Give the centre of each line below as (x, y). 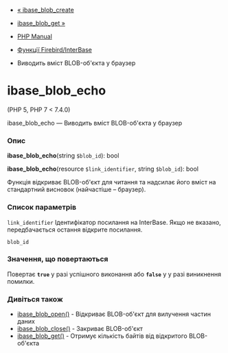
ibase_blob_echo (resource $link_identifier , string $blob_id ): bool (103, 169)
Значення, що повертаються (58, 259)
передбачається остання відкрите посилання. (75, 230)
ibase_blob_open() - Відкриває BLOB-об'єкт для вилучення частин (114, 314)
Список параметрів (42, 207)
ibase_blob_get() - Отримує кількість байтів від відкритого (102, 336)
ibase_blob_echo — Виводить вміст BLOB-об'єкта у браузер (95, 123)
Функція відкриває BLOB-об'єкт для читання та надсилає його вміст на (112, 182)
